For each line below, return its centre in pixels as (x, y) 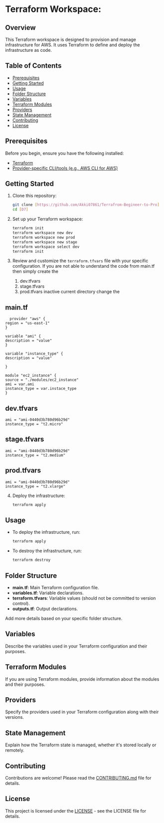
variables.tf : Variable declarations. (48, 593)
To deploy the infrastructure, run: (46, 532)
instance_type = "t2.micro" (34, 424)
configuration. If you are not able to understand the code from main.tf (83, 266)
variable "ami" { (23, 336)
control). (21, 603)
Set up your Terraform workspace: (48, 219)
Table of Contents (34, 66)
